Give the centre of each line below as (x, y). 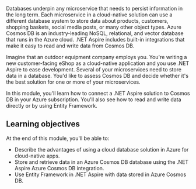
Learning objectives (43, 124)
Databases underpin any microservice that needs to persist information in (94, 8)
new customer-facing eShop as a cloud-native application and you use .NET (98, 63)
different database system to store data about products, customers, (87, 21)
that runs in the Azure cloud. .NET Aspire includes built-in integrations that (95, 39)
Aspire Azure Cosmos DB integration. (59, 168)
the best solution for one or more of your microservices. (73, 82)
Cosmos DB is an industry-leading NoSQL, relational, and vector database (95, 33)
